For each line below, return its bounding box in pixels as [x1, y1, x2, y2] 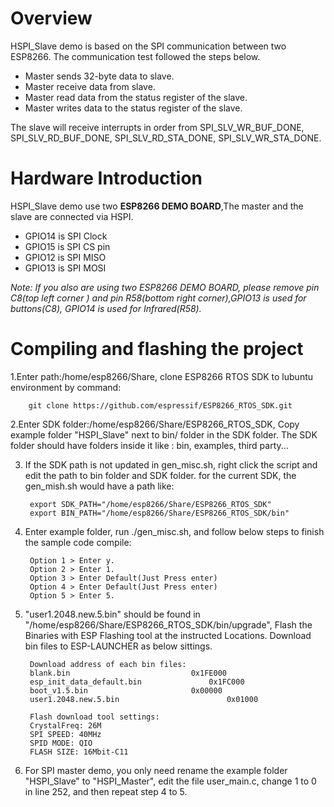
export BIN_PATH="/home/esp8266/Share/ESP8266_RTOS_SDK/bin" [29, 508, 290, 518]
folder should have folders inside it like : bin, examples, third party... [10, 439, 289, 451]
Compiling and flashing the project [10, 338, 304, 361]
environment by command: [10, 381, 122, 393]
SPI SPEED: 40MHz [29, 729, 102, 739]
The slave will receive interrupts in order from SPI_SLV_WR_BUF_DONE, [10, 121, 305, 133]
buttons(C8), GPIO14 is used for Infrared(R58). [10, 302, 202, 314]
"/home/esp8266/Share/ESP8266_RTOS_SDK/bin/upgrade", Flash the [24, 618, 313, 631]
